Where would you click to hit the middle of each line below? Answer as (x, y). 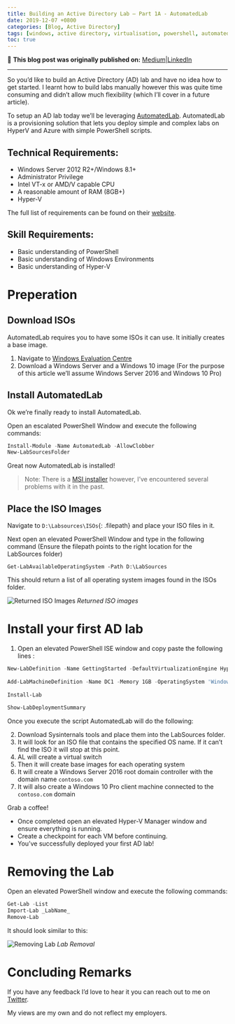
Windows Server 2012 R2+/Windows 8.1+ (77, 169)
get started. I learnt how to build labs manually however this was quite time (115, 87)
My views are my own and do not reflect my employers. (87, 1013)
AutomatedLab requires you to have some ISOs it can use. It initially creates (116, 337)
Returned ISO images (107, 601)
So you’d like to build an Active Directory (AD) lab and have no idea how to (114, 80)
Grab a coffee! (28, 808)
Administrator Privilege (50, 176)
